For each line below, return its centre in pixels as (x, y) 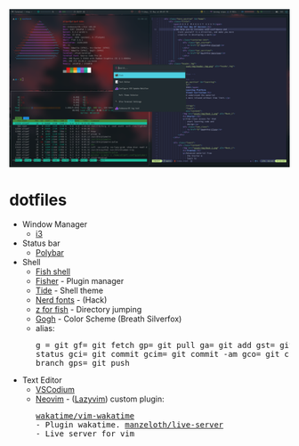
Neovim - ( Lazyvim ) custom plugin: (100, 399)
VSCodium (55, 390)
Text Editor (42, 380)
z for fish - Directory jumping (89, 310)
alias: (45, 328)
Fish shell (53, 272)
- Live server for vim (85, 434)
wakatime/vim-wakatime (85, 416)
